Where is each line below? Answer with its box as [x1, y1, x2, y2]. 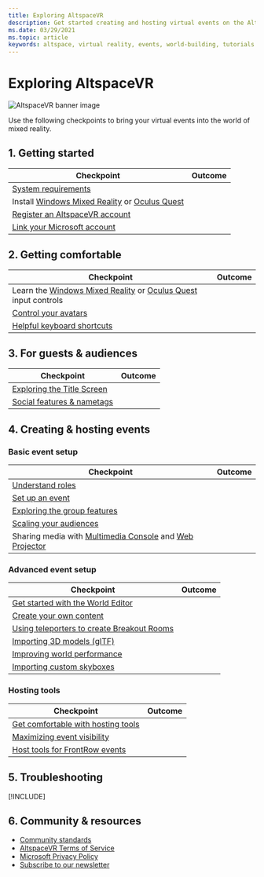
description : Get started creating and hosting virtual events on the [8, 19, 244, 27]
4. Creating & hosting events [8, 422, 151, 436]
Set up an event [12, 492, 71, 503]
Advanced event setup [8, 565, 97, 576]
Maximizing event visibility [12, 731, 110, 742]
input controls [12, 294, 64, 305]
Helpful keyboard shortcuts [12, 320, 113, 331]
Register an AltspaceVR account [12, 209, 131, 220]
